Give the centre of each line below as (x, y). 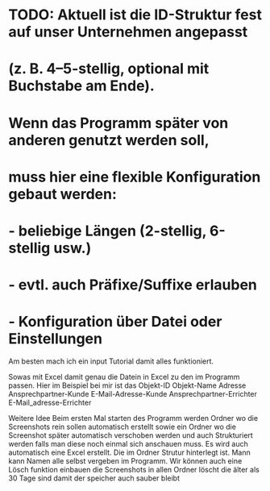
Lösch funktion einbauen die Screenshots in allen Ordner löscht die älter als (134, 470)
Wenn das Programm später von (118, 123)
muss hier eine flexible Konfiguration (135, 177)
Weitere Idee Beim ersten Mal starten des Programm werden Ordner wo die (133, 418)
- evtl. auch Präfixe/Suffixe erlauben (133, 285)
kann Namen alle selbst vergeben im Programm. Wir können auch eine (125, 461)
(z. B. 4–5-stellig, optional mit (109, 69)
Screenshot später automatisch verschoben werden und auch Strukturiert (131, 435)
